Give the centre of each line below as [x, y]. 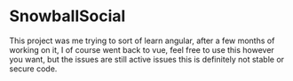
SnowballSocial [67, 16]
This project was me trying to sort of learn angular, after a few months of [142, 40]
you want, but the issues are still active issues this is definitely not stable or [147, 59]
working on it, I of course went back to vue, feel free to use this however [142, 49]
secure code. [33, 69]
